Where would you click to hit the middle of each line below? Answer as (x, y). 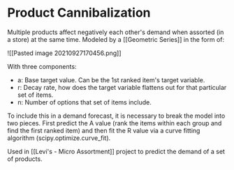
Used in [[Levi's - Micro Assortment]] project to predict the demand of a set (116, 151)
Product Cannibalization (79, 13)
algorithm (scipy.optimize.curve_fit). (59, 138)
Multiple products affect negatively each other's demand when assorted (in (116, 32)
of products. (25, 159)
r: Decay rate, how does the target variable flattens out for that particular (122, 87)
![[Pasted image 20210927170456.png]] (64, 53)
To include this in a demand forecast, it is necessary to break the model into (116, 116)
